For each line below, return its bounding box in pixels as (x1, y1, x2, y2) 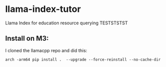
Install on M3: (5, 34, 49, 43)
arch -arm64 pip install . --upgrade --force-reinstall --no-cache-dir (5, 57, 161, 62)
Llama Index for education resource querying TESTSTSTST (5, 20, 128, 26)
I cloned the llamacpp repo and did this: (5, 47, 88, 53)
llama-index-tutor (5, 3, 81, 15)
